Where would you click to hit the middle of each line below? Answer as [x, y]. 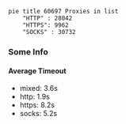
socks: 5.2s [38, 114]
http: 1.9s [34, 97]
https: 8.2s [37, 105]
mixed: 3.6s [38, 88]
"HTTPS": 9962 [46, 25]
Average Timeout [37, 70]
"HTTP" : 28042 [48, 18]
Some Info [29, 51]
